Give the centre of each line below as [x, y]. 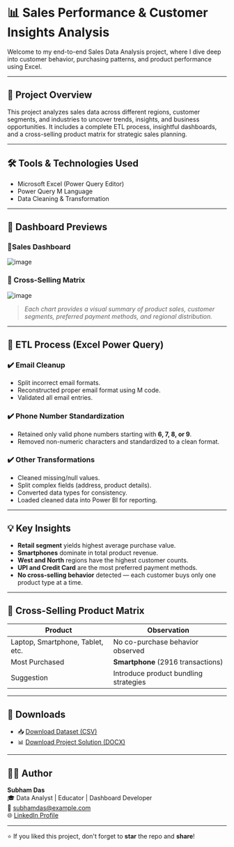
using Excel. [25, 66]
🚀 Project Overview [50, 95]
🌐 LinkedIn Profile [33, 816]
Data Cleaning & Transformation [63, 198]
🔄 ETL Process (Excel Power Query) [86, 344]
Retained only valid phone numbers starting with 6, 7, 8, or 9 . [104, 434]
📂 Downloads [37, 714]
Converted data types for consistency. [72, 493]
